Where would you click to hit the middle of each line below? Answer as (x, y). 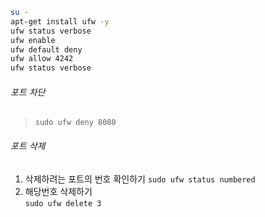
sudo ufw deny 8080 (75, 123)
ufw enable (33, 40)
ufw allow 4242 (42, 59)
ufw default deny (46, 49)
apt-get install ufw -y (60, 21)
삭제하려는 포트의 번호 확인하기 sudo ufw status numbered (140, 179)
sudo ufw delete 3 (63, 203)
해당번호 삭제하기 (58, 191)
